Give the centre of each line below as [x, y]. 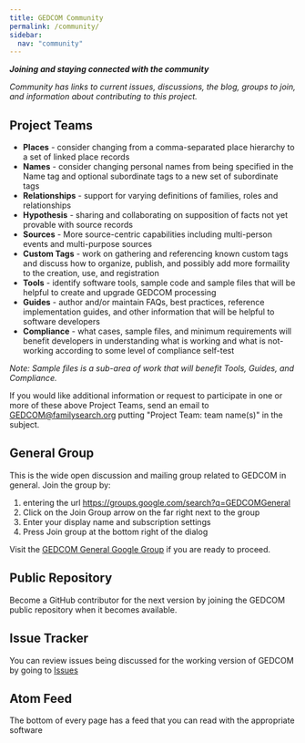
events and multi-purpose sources [87, 244]
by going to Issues [44, 670]
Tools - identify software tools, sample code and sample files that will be [159, 283]
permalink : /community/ [55, 26]
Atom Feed [41, 698]
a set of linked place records [76, 157]
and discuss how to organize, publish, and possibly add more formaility [156, 263]
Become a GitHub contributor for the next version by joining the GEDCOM [147, 600]
